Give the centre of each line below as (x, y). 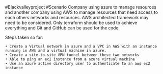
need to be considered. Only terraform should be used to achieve (71, 23)
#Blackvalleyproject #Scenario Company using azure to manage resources (81, 7)
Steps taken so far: (24, 37)
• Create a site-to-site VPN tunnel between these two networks (72, 55)
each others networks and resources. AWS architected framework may (77, 17)
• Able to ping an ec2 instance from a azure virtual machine (70, 59)
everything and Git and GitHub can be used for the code (62, 28)
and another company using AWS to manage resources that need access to (81, 12)
